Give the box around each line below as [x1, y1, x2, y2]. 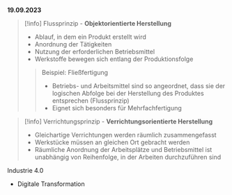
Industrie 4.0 [7, 167, 44, 174]
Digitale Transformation [17, 180, 85, 188]
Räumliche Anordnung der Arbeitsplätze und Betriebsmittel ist [34, 146, 212, 153]
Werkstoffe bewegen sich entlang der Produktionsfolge [34, 55, 194, 63]
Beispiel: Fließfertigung [41, 69, 109, 76]
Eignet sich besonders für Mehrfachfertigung [52, 104, 183, 112]
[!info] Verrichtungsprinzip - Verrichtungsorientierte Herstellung [24, 117, 213, 126]
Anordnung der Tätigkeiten [34, 40, 112, 48]
